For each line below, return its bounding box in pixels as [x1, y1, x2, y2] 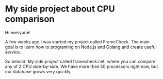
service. [5, 49, 21, 55]
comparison [5, 13, 55, 25]
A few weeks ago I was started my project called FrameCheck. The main [5, 39, 150, 44]
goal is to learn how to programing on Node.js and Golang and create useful [5, 44, 157, 50]
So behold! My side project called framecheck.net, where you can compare [5, 58, 156, 64]
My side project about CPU [5, 3, 115, 14]
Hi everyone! [5, 29, 31, 35]
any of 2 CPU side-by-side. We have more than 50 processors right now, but [5, 64, 158, 69]
